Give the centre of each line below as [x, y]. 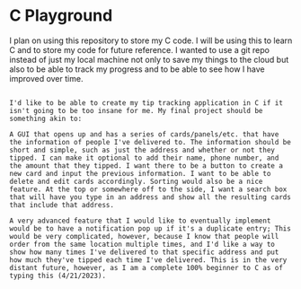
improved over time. [46, 78]
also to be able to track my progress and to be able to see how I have [137, 69]
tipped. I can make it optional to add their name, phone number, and [144, 158]
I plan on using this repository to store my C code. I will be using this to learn [151, 40]
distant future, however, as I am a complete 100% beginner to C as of [146, 267]
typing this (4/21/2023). [58, 276]
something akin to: [46, 118]
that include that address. [62, 205]
